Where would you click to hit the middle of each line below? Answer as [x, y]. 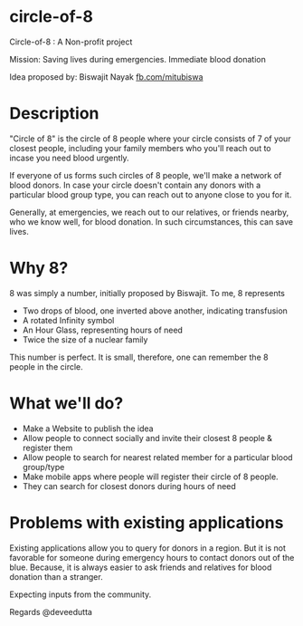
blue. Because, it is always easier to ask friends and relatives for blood [141, 567]
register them [47, 448]
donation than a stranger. [56, 576]
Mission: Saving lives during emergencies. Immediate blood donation [138, 59]
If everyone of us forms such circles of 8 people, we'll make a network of [146, 175]
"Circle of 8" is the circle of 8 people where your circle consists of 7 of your [150, 139]
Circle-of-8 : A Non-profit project [71, 42]
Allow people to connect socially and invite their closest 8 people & [147, 438]
